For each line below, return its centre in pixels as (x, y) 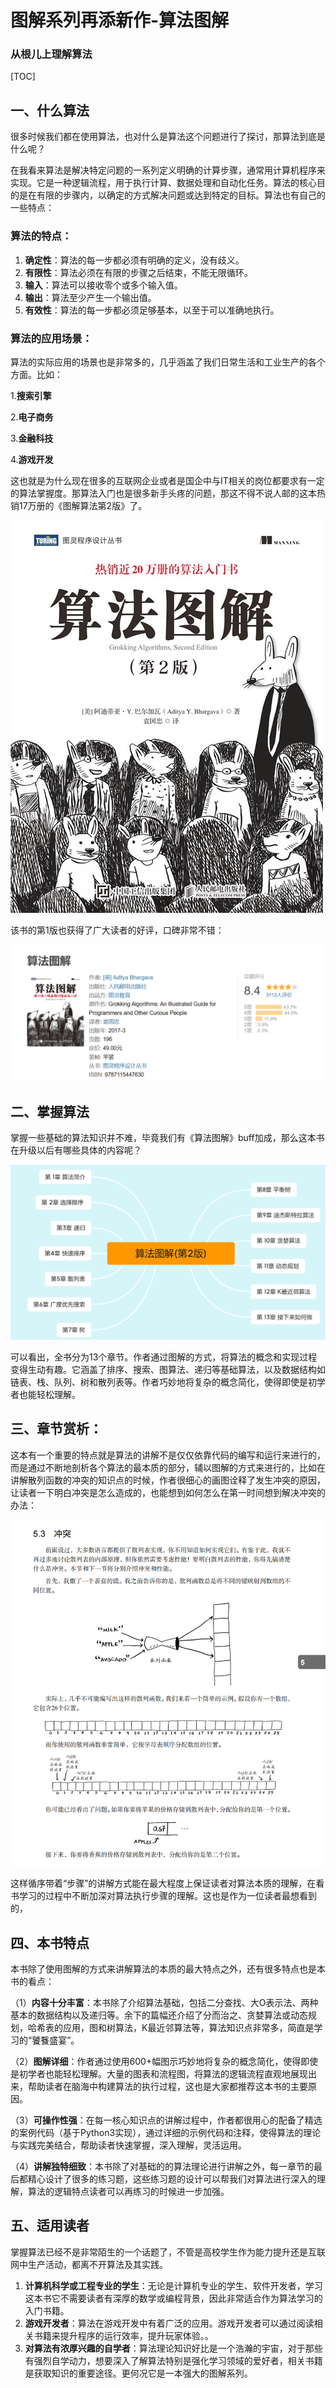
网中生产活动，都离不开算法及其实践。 (89, 2264)
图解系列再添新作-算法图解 (120, 20)
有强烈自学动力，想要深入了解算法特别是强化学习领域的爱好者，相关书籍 (173, 2360)
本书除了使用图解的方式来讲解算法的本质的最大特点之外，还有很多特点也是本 (168, 1969)
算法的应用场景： (51, 338)
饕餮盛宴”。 (55, 2040)
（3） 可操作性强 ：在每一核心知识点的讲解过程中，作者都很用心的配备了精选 (166, 2120)
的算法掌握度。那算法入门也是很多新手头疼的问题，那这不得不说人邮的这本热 (168, 493)
